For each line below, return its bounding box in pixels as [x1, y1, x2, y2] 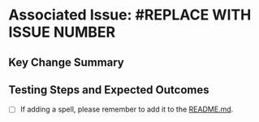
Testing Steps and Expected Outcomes [8, 83, 209, 97]
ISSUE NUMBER [8, 23, 116, 41]
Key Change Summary [8, 55, 124, 69]
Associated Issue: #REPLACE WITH [8, 6, 252, 24]
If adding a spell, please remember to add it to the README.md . [19, 104, 234, 115]
